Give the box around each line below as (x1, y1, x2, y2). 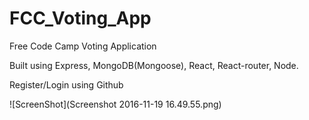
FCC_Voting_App (9, 7, 152, 30)
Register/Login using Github (9, 78, 124, 91)
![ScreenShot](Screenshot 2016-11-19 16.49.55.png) (9, 98, 222, 110)
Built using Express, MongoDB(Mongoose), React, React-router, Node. (9, 59, 299, 71)
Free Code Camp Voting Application (9, 40, 157, 52)
